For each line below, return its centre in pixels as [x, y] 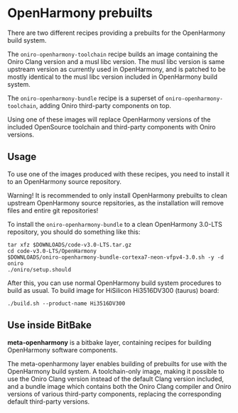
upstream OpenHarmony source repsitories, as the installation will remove [115, 203]
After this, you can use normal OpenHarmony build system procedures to [114, 283]
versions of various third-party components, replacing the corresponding [114, 394]
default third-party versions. [49, 401]
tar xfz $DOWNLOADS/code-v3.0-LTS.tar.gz [70, 245]
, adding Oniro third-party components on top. [104, 105]
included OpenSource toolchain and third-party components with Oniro [112, 127]
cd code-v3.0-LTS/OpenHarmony [52, 251]
